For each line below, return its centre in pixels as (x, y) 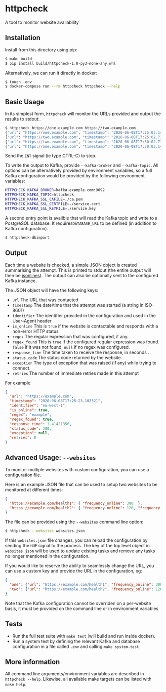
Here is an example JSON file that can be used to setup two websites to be (82, 484)
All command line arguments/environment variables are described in (75, 674)
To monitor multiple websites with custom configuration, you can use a (77, 469)
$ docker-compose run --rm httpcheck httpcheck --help (63, 86)
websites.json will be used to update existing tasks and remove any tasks (80, 551)
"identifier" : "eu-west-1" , (39, 406)
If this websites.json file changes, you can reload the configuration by (76, 540)
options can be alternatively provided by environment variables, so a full (79, 170)
